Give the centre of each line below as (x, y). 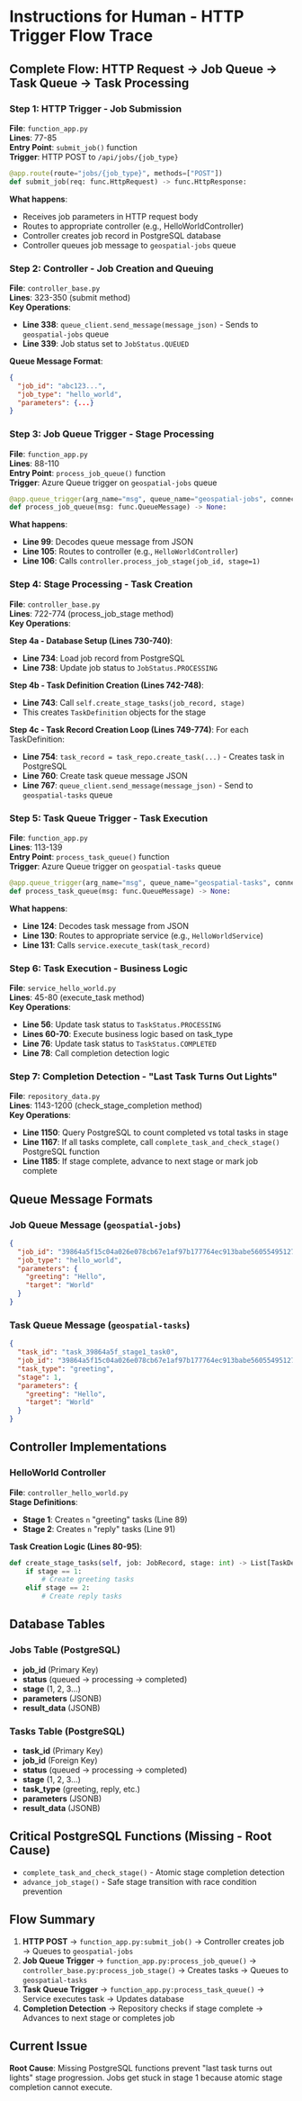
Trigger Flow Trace (81, 36)
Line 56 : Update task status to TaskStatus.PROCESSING (122, 1024)
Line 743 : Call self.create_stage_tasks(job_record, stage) (133, 702)
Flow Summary (53, 1920)
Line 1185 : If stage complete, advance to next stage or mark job (140, 1161)
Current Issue (49, 2047)
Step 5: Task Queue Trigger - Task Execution (109, 818)
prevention (42, 1891)
